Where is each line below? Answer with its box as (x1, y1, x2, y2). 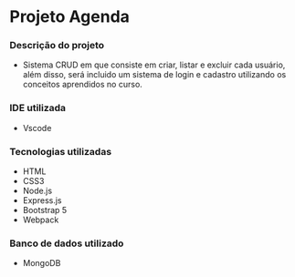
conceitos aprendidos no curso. (22, 79, 143, 90)
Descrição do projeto (9, 39, 105, 52)
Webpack (22, 214, 59, 225)
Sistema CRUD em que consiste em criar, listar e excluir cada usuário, (22, 59, 286, 70)
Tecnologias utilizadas (9, 145, 112, 158)
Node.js (22, 185, 53, 197)
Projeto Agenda (9, 6, 131, 27)
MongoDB (22, 258, 61, 269)
